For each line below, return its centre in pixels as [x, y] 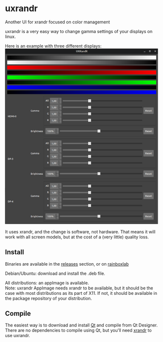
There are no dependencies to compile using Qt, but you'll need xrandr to [78, 330]
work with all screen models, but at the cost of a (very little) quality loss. [77, 237]
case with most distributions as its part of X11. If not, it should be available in [81, 293]
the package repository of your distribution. [49, 298]
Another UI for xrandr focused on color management [57, 22]
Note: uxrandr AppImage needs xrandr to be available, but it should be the [79, 288]
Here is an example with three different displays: [53, 46]
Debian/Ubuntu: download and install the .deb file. [55, 273]
